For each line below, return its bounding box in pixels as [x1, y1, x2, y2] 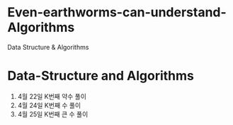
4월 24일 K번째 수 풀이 [17, 101, 81, 109]
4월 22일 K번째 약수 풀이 [17, 92, 87, 100]
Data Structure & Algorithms [7, 43, 89, 51]
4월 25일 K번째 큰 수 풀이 [17, 109, 89, 118]
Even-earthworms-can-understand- [7, 4, 227, 21]
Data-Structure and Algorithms [7, 68, 195, 84]
